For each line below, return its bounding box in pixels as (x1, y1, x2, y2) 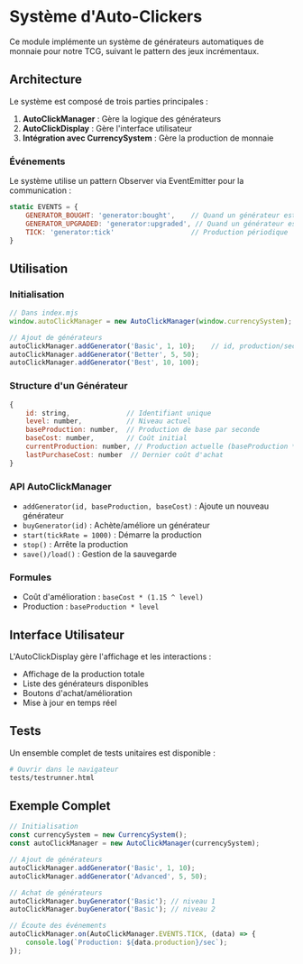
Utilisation (9, 261, 69, 276)
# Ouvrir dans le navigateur (9, 765, 119, 774)
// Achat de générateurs (9, 888, 103, 897)
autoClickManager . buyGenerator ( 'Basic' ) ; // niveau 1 (9, 896, 216, 905)
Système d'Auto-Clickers (9, 6, 203, 27)
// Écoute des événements (9, 922, 106, 931)
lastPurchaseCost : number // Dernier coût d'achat (25, 450, 224, 459)
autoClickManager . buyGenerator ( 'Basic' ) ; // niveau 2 (9, 904, 216, 914)
